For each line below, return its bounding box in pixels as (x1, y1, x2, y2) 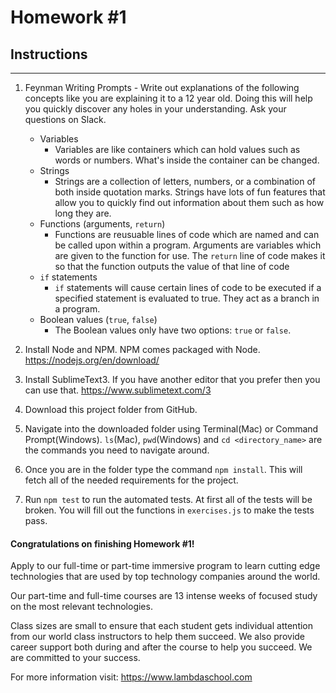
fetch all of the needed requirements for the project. (24, 474, 239, 486)
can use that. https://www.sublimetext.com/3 (24, 384, 212, 396)
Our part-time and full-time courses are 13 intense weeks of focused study (10, 590, 318, 602)
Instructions (10, 46, 88, 63)
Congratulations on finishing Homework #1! (10, 537, 195, 550)
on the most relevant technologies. (10, 601, 153, 613)
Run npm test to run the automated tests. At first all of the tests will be (24, 494, 313, 505)
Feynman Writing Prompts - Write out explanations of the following (24, 82, 300, 93)
